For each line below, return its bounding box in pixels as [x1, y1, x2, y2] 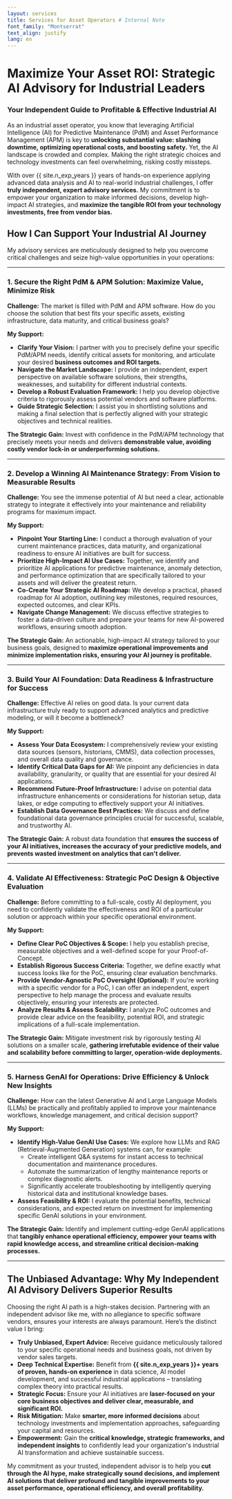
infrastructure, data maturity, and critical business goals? [7, 316, 169, 325]
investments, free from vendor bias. [7, 208, 113, 216]
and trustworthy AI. [17, 821, 72, 830]
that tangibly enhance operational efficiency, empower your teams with [7, 1232, 217, 1240]
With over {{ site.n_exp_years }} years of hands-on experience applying [7, 171, 211, 179]
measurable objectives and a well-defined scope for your [17, 946, 181, 955]
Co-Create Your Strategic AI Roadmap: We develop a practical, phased [17, 586, 222, 594]
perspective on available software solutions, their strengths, [17, 372, 188, 381]
